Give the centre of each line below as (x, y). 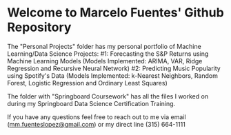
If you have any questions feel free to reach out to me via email (97, 117)
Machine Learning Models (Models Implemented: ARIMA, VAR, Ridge (105, 61)
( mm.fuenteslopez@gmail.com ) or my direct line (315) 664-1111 (97, 124)
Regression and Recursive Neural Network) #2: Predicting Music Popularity (114, 68)
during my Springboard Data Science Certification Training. (91, 103)
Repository (39, 27)
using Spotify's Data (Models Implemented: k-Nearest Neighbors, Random (113, 75)
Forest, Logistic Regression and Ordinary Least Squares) (87, 83)
